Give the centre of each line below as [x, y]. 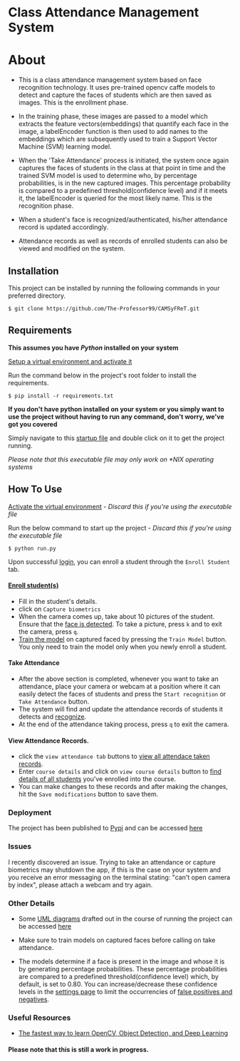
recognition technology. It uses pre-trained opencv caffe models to [117, 88]
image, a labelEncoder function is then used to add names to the [113, 132]
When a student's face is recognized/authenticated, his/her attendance [123, 220]
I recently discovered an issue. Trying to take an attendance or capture [112, 862]
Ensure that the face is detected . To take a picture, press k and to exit [120, 624]
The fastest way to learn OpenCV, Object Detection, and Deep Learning [123, 1033]
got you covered [33, 424]
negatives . [33, 999]
